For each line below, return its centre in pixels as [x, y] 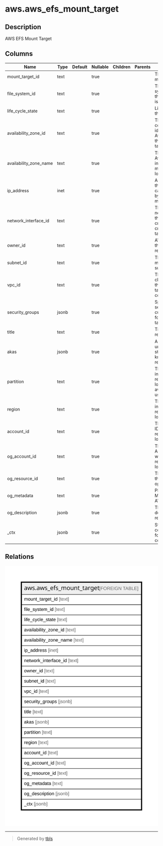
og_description [22, 513]
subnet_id [17, 262]
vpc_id [14, 285]
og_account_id [22, 456]
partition [16, 382]
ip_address [18, 190]
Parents [143, 67]
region [14, 409]
